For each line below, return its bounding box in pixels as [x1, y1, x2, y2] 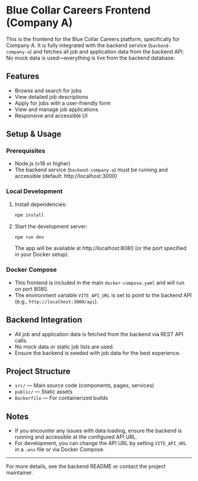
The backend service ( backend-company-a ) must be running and [14, 166, 168, 174]
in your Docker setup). [14, 251, 70, 258]
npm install [14, 212, 44, 218]
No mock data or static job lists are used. [14, 343, 114, 350]
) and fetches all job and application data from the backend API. [29, 48, 184, 55]
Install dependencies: [14, 201, 67, 208]
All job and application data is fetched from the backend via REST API [14, 330, 184, 337]
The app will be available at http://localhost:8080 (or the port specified [14, 245, 187, 252]
